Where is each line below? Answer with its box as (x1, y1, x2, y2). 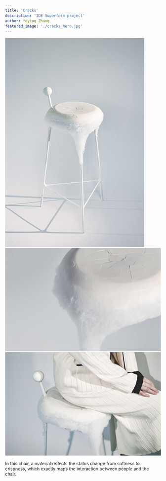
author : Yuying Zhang (5, 18, 50, 23)
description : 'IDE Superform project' (5, 13, 85, 18)
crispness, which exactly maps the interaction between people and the (5, 466, 149, 472)
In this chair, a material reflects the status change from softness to (5, 461, 140, 467)
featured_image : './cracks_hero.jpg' (5, 24, 83, 29)
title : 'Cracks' (5, 8, 39, 13)
